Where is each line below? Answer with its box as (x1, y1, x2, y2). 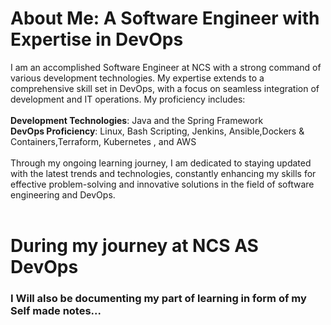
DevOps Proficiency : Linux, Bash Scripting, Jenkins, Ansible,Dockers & (10, 125, 305, 137)
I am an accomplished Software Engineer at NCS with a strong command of (10, 61, 322, 73)
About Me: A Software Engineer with (10, 7, 320, 30)
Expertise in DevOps (10, 28, 184, 51)
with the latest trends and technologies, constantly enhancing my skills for (10, 167, 317, 179)
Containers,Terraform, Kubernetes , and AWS (10, 135, 197, 147)
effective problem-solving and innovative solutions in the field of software (10, 178, 315, 190)
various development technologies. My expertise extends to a (10, 72, 265, 84)
